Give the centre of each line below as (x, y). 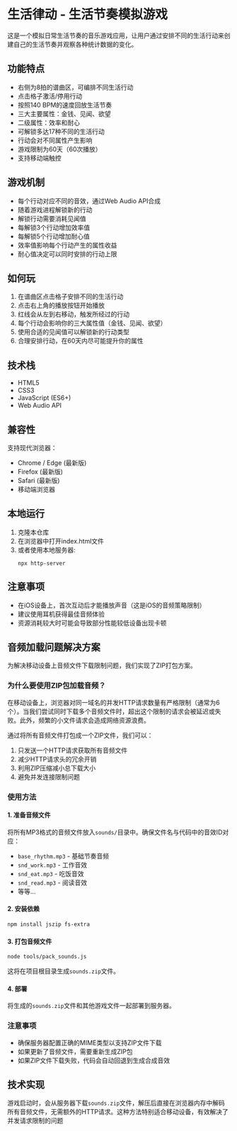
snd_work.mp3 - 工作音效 (52, 865)
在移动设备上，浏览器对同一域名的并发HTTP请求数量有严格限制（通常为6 (114, 702)
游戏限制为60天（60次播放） (59, 149)
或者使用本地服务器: (46, 550)
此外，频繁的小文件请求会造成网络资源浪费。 (85, 720)
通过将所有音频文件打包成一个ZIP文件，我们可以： (80, 735)
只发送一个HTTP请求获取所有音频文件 (73, 750)
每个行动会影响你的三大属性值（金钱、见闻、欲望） (92, 323)
